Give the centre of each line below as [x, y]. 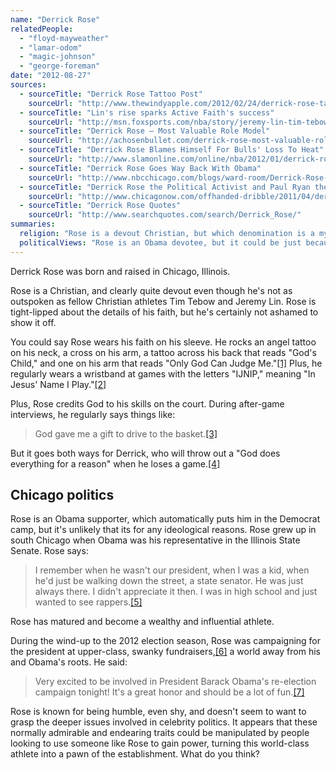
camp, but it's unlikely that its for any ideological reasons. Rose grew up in [163, 530]
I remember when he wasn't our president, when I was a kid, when [172, 570]
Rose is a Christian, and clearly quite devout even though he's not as [151, 290]
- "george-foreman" [60, 66]
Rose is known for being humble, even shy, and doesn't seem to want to [158, 712]
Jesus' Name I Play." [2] [58, 384]
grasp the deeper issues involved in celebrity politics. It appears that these [164, 722]
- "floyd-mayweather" [64, 38]
